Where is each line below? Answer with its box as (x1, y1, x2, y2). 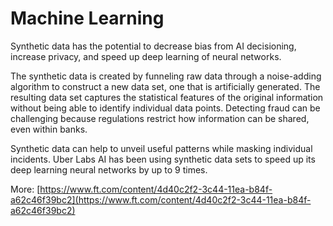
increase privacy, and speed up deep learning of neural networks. (10, 50, 282, 62)
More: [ (10, 183, 41, 195)
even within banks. (10, 123, 88, 135)
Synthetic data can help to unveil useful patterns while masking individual (10, 142, 313, 154)
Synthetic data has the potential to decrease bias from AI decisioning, (10, 40, 297, 52)
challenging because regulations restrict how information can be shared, (10, 112, 310, 124)
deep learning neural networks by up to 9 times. (10, 163, 208, 176)
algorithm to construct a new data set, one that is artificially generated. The (10, 80, 321, 92)
